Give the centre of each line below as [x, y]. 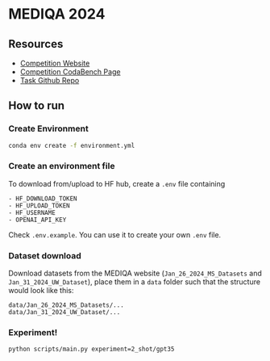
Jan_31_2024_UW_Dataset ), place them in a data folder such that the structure [134, 282]
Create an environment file [62, 166]
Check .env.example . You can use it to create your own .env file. [115, 234]
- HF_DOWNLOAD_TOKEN [43, 199]
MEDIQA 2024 [57, 14]
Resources [36, 44]
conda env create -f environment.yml [72, 145]
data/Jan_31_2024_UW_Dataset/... [64, 313]
